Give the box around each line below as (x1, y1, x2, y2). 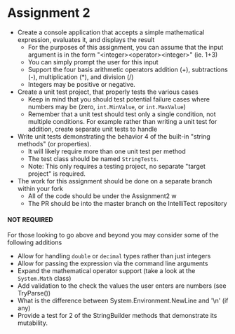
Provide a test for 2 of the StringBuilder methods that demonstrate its (17, 312, 217, 320)
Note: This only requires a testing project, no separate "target (27, 162, 206, 170)
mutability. (17, 319, 48, 327)
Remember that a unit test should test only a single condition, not (27, 110, 216, 118)
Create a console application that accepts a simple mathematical (17, 28, 205, 36)
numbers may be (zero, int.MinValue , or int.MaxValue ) (27, 102, 186, 111)
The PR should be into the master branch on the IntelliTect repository (27, 199, 227, 207)
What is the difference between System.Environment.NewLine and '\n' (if (17, 296, 229, 305)
